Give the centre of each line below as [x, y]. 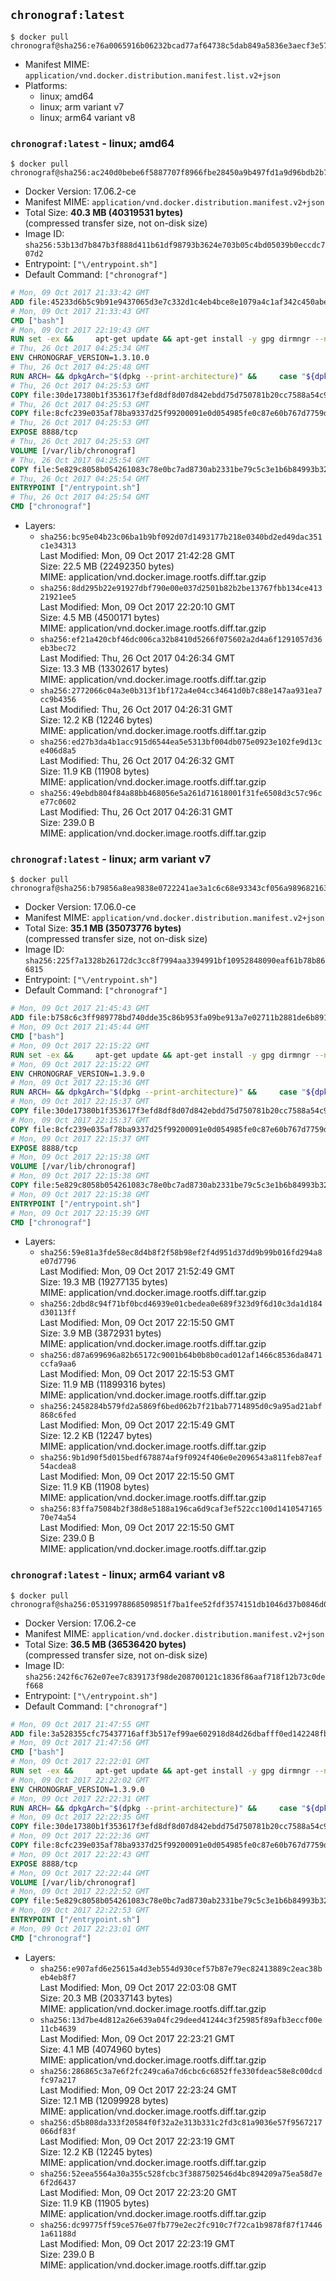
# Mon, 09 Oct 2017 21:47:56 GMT [80, 1743]
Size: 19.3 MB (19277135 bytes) [103, 1282]
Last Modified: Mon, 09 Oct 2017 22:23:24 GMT [138, 2090]
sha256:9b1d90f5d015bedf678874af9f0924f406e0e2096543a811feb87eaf [181, 1458]
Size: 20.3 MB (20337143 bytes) [106, 1998]
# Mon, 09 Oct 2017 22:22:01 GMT [80, 1762]
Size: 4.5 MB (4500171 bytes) [99, 618]
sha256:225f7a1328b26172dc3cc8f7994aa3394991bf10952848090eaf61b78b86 [175, 961]
